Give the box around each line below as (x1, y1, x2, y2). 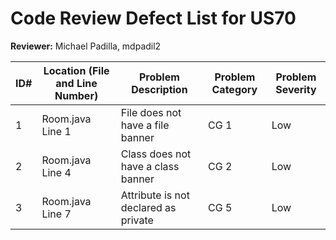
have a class (120, 159, 180, 173)
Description (131, 82, 188, 96)
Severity (275, 82, 317, 96)
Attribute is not (120, 188, 190, 202)
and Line (55, 76, 98, 90)
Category (211, 82, 258, 96)
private (120, 213, 154, 227)
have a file (120, 118, 170, 132)
